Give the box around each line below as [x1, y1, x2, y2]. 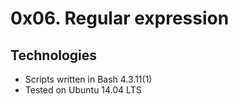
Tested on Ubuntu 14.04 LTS [24, 84, 142, 96]
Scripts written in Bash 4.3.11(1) [24, 73, 153, 85]
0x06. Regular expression [10, 7, 230, 30]
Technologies [10, 47, 98, 64]
